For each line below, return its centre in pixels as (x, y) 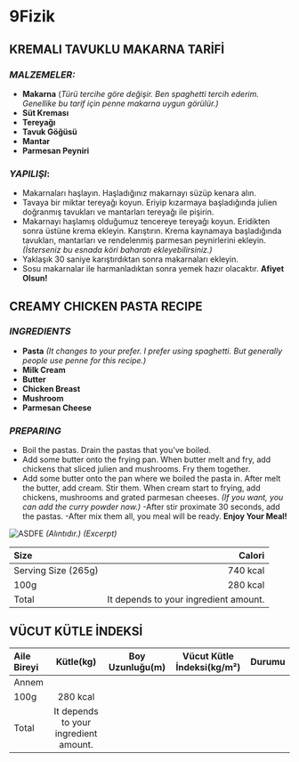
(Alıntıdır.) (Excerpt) (81, 534)
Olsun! (35, 279)
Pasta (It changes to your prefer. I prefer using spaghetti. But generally (152, 351)
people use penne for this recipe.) (84, 360)
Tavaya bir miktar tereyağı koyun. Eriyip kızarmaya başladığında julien (149, 203)
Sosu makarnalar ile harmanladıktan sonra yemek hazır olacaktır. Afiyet (153, 269)
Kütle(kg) (76, 661)
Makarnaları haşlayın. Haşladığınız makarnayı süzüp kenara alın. (139, 193)
